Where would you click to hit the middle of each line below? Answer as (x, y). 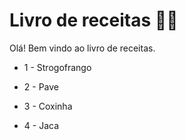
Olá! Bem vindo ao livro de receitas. (82, 48)
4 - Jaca (41, 125)
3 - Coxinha (48, 106)
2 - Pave (41, 86)
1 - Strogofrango (57, 67)
